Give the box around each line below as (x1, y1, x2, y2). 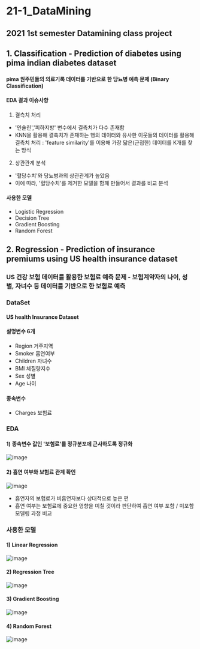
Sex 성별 (14, 372, 36, 379)
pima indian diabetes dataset (6, 58, 117, 68)
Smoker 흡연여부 (14, 350, 55, 357)
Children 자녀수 (14, 357, 52, 364)
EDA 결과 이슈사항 (6, 97, 49, 104)
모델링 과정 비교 (14, 509, 52, 517)
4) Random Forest (6, 623, 52, 630)
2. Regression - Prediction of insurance (6, 244, 156, 255)
